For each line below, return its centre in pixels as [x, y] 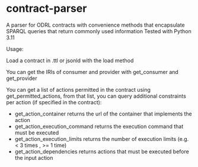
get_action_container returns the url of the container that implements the [103, 114]
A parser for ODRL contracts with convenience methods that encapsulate [95, 25]
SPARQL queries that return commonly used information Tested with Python [99, 31]
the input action [34, 158]
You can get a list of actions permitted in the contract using [79, 89]
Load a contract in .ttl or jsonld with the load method [70, 60]
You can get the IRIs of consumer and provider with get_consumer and [92, 72]
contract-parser [47, 9]
